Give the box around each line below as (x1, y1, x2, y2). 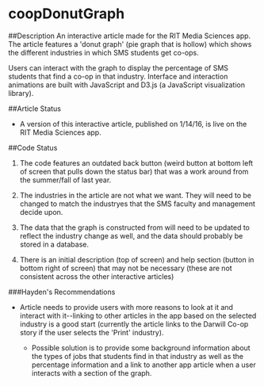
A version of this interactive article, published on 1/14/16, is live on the (19, 119, 247, 128)
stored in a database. (19, 239, 90, 249)
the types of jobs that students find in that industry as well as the (31, 351, 244, 361)
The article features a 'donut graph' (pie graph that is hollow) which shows (8, 39, 252, 48)
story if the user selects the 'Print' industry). (19, 327, 164, 337)
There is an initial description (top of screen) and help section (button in (19, 254, 254, 264)
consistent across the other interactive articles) (19, 271, 174, 281)
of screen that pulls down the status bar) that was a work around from (19, 166, 249, 176)
